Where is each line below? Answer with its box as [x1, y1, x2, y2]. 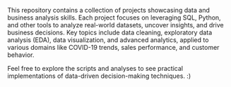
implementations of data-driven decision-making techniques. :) [7, 72, 191, 80]
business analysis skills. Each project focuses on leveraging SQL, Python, [7, 13, 221, 22]
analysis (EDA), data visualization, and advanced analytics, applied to [7, 36, 209, 44]
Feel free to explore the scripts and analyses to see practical [7, 65, 184, 72]
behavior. [7, 51, 35, 59]
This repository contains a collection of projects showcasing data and [7, 6, 210, 14]
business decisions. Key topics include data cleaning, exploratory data [7, 28, 213, 36]
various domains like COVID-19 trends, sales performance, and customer [7, 43, 220, 51]
